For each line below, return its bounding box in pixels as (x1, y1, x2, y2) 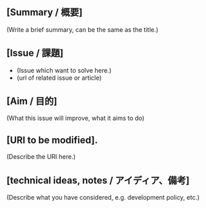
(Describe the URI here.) (6, 153, 76, 161)
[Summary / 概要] (6, 6, 83, 19)
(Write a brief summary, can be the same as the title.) (6, 25, 159, 33)
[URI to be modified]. (6, 134, 98, 146)
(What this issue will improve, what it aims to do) (6, 114, 145, 123)
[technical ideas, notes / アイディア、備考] (6, 174, 190, 186)
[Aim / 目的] (6, 96, 58, 107)
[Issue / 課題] (6, 47, 64, 59)
